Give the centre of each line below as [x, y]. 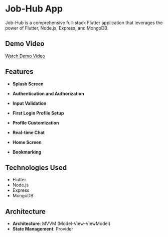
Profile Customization [36, 123]
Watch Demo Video [25, 56]
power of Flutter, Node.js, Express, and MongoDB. [57, 28]
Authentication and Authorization [48, 93]
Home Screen [27, 142]
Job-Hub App [34, 9]
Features [19, 72]
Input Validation [29, 103]
